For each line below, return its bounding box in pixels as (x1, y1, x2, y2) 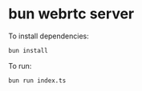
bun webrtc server (8, 5, 135, 23)
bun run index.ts (8, 77, 67, 85)
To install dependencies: (8, 31, 90, 41)
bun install (8, 46, 48, 54)
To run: (8, 61, 32, 70)
